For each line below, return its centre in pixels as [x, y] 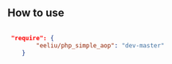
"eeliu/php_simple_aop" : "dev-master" [100, 45]
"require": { [33, 38]
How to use [36, 13]
